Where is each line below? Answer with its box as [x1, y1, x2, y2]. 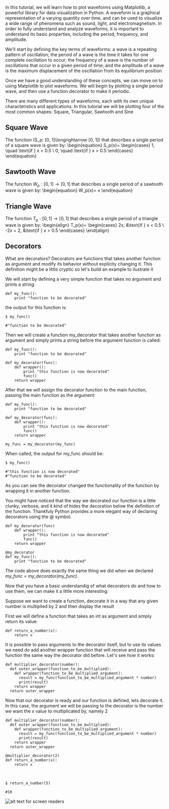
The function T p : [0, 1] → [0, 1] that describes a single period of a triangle [5, 216, 158, 223]
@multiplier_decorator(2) [5, 753, 60, 758]
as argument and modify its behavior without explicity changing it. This [5, 261, 153, 267]
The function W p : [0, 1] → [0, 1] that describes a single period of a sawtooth [5, 181, 163, 188]
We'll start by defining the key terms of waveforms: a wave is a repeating [5, 46, 157, 52]
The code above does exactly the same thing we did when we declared [5, 568, 153, 574]
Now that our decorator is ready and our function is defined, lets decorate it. [5, 697, 164, 703]
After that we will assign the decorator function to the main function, [5, 386, 147, 393]
